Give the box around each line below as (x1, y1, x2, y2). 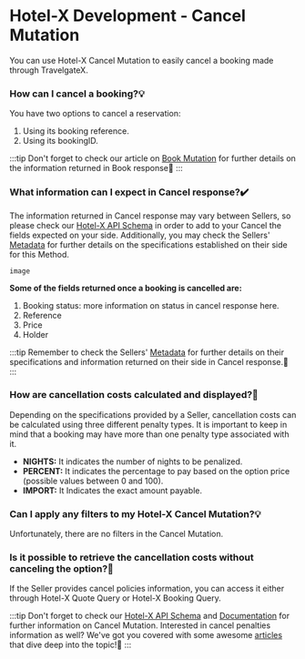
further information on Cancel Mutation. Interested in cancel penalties (9, 620, 271, 631)
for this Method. (9, 248, 70, 259)
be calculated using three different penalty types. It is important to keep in (9, 419, 288, 430)
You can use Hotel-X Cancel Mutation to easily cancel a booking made (9, 55, 274, 66)
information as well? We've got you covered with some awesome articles (9, 630, 283, 641)
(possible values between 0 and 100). (22, 475, 164, 486)
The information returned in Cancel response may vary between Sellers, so (9, 210, 291, 221)
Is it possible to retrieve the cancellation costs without (9, 552, 254, 564)
